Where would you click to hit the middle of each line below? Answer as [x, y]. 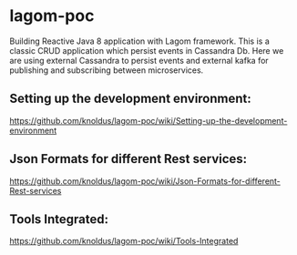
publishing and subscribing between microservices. [107, 70]
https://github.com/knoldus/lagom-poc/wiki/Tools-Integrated [124, 241]
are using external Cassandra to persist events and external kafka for [139, 60]
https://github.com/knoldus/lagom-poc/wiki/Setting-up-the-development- [148, 120]
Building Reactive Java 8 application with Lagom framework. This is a [140, 41]
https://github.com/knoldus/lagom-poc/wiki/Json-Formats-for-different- [145, 181]
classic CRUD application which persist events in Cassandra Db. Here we [147, 50]
